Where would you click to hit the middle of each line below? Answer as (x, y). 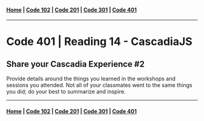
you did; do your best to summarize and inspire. (66, 92)
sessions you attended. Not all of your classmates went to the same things (99, 85)
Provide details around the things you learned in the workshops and (91, 79)
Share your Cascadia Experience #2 (75, 64)
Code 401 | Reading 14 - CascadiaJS (99, 42)
